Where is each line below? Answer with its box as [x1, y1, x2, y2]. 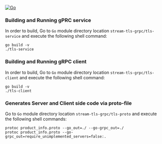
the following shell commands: [5, 116, 67, 122]
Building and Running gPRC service [5, 17, 92, 24]
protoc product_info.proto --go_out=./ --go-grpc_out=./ [5, 125, 124, 130]
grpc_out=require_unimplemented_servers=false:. [5, 134, 107, 139]
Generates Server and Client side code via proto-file [5, 99, 132, 106]
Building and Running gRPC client [5, 58, 87, 65]
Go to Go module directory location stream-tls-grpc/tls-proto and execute [5, 111, 157, 117]
